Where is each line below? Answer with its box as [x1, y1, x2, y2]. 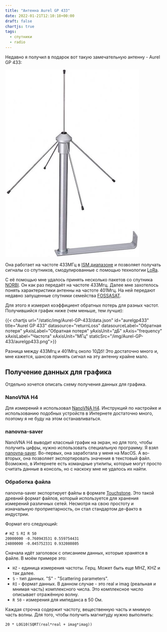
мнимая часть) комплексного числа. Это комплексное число [12, 586, 144, 592]
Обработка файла [5, 479, 51, 486]
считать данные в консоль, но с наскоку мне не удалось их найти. [5, 466, 147, 472]
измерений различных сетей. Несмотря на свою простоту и [5, 500, 134, 507]
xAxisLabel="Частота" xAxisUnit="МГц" [5, 333, 88, 339]
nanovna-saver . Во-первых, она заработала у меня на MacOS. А [5, 450, 142, 456]
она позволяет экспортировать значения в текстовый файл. [23, 455, 151, 462]
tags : [5, 29, 16, 34]
